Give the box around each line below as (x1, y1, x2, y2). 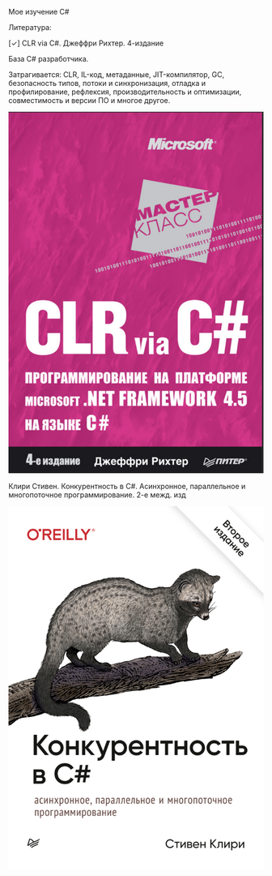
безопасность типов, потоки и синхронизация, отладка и (8, 79, 206, 88)
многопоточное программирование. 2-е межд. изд (8, 490, 186, 500)
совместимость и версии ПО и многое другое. (8, 96, 171, 105)
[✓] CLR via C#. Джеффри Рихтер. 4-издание (8, 38, 164, 48)
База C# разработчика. (8, 54, 89, 63)
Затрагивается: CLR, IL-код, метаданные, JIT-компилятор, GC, (8, 70, 225, 79)
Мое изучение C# (8, 7, 70, 16)
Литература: (8, 23, 52, 32)
